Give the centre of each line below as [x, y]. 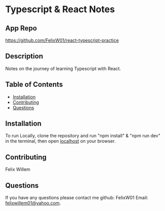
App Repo [21, 28]
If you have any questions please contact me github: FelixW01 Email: [77, 198]
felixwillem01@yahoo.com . [33, 203]
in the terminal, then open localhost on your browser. [60, 141]
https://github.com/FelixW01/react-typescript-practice [62, 40]
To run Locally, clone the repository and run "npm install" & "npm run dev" [83, 136]
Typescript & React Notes [60, 9]
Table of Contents [34, 85]
